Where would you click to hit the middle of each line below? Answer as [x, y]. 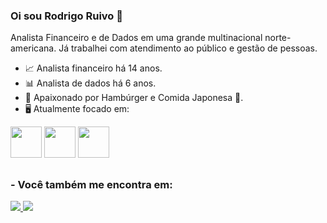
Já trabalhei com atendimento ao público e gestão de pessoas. [188, 48]
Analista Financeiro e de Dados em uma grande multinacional [136, 38]
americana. [33, 48]
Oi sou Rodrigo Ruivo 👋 [66, 16]
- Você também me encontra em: [91, 184]
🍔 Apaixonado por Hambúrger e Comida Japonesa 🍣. [134, 98]
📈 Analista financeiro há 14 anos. [93, 68]
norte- [278, 38]
